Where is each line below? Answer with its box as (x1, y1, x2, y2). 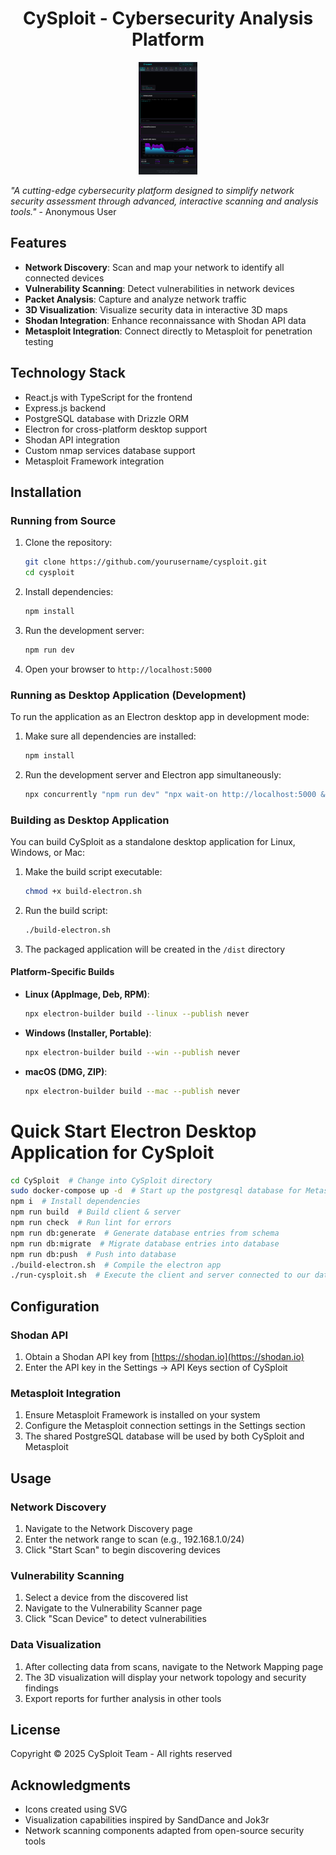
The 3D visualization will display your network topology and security (24, 1671, 307, 1683)
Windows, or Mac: (10, 847, 86, 859)
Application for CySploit (10, 1141, 215, 1164)
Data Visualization (10, 1638, 102, 1652)
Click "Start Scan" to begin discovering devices (24, 1544, 221, 1556)
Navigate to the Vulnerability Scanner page (24, 1602, 203, 1614)
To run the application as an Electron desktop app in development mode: (10, 711, 310, 723)
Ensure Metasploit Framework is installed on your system (24, 1409, 261, 1421)
